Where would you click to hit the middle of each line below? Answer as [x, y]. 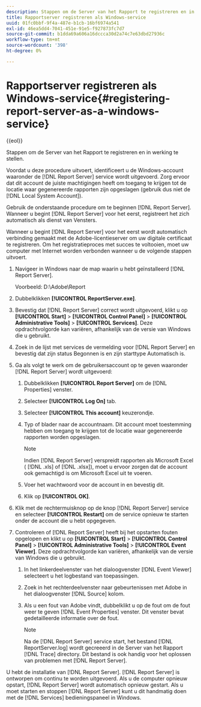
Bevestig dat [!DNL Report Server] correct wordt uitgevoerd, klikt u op [101, 310]
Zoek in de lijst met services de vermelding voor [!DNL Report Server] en [105, 347]
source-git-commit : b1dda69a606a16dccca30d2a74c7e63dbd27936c [85, 34]
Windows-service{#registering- [88, 98]
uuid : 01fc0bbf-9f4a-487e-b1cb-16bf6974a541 [63, 23]
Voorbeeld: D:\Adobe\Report [50, 287]
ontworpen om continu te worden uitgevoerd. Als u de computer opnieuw [97, 678]
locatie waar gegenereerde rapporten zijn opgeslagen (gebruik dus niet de [98, 189]
